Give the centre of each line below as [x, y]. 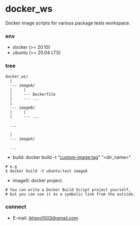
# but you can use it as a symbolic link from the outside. [71, 194]
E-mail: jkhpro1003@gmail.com [45, 218]
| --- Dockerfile [33, 94]
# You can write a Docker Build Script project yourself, [68, 190]
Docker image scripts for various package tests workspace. [68, 23]
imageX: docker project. [38, 180]
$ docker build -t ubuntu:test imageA [46, 171]
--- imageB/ [23, 107]
